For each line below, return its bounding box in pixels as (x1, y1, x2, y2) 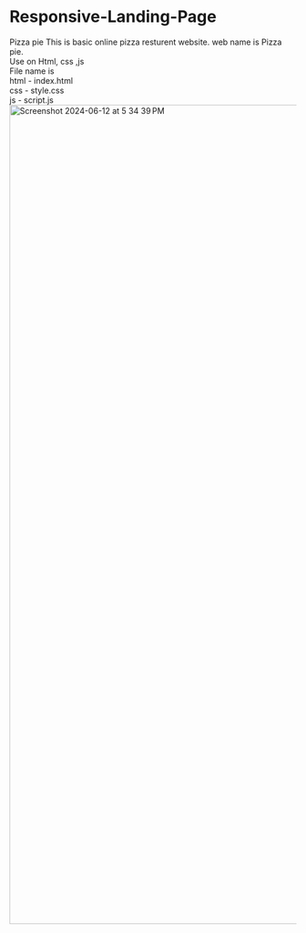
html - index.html (9, 75, 74, 86)
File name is (9, 66, 55, 76)
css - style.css (9, 85, 65, 96)
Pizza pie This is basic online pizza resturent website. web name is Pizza (9, 36, 282, 47)
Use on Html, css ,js (9, 56, 85, 66)
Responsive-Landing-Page (9, 6, 217, 27)
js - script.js (9, 94, 55, 106)
